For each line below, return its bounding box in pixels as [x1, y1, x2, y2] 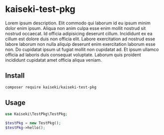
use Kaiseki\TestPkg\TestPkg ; [5, 112, 68, 117]
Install [5, 71, 25, 80]
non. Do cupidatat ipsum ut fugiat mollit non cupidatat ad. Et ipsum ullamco [5, 46, 159, 52]
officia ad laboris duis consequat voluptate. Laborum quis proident [5, 51, 141, 58]
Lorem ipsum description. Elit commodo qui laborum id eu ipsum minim [5, 20, 151, 26]
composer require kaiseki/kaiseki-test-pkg [5, 85, 97, 90]
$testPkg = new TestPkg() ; [5, 121, 61, 126]
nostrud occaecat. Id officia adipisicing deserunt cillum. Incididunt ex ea [5, 30, 153, 36]
